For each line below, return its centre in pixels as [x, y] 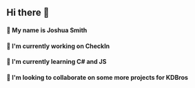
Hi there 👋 [28, 13]
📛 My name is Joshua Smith [47, 30]
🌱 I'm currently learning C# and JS [57, 62]
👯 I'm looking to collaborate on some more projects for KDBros [97, 77]
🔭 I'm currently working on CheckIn [58, 46]
